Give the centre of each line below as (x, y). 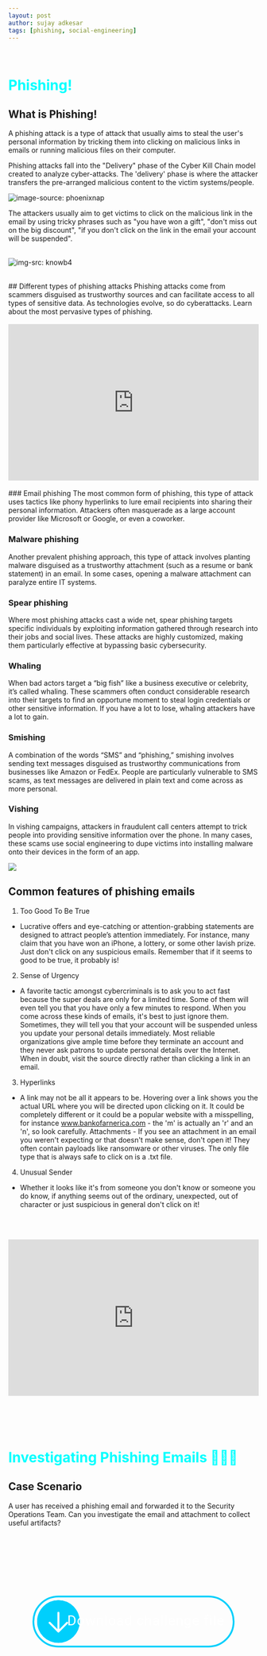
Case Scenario (45, 1487)
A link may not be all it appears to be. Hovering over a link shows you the (139, 1097)
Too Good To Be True (54, 911)
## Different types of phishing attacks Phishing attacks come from (117, 286)
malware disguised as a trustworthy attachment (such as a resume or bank (131, 565)
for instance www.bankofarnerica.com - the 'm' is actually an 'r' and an (136, 1123)
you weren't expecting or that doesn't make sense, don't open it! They (135, 1139)
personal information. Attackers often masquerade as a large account (122, 510)
